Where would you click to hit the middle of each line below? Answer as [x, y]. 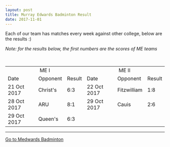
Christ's [48, 90]
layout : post [19, 10]
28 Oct [16, 102]
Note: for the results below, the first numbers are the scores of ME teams [81, 49]
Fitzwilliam [130, 90]
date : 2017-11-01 [24, 19]
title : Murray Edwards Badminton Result [49, 15]
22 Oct [95, 87]
